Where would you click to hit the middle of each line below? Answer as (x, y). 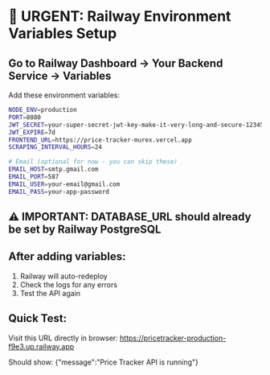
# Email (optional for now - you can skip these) (93, 162)
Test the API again (50, 293)
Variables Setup (63, 33)
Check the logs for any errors (69, 284)
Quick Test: (37, 318)
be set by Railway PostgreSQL (85, 230)
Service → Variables (60, 76)
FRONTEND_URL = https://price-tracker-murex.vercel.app (100, 140)
